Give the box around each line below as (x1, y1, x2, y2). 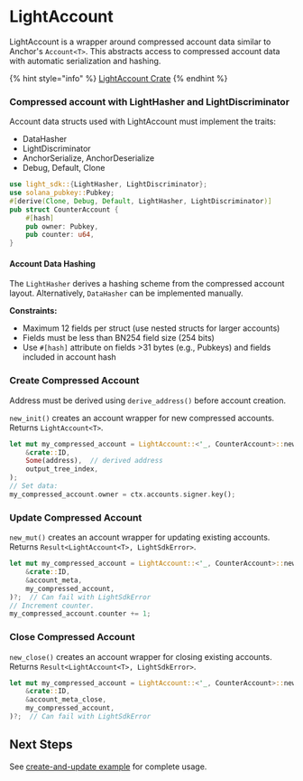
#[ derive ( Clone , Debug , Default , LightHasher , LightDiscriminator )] (9, 196, 272, 205)
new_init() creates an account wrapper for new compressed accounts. (9, 412, 275, 423)
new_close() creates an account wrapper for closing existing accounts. (9, 651, 272, 662)
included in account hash (22, 352, 117, 362)
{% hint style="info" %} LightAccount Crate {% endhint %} (9, 72, 228, 83)
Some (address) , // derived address (25, 456, 164, 466)
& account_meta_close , (25, 695, 106, 704)
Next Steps (9, 737, 73, 752)
